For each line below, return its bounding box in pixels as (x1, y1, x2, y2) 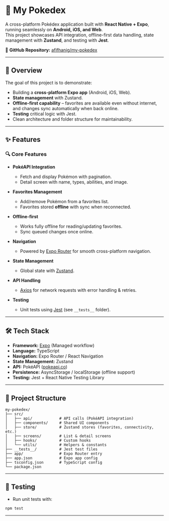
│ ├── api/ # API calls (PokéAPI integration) (5, 416, 134, 421)
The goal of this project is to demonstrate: (5, 79, 92, 85)
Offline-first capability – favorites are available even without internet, (12, 100, 157, 106)
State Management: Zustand (12, 359, 73, 365)
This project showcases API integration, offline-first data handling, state (5, 32, 154, 38)
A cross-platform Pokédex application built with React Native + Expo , (5, 21, 149, 27)
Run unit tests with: (12, 496, 53, 502)
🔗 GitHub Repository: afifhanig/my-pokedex (5, 47, 98, 53)
